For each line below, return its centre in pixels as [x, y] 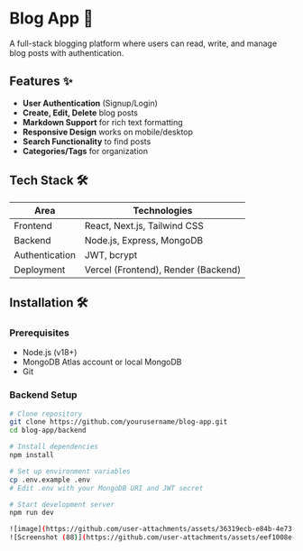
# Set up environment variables [70, 471]
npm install [32, 455]
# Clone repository [46, 414]
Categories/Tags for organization [85, 151]
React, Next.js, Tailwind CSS [144, 225]
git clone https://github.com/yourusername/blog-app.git [119, 422]
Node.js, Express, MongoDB [144, 240]
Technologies [163, 210]
